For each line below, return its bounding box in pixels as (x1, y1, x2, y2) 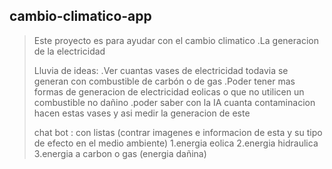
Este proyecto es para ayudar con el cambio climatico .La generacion (33, 34, 319, 46)
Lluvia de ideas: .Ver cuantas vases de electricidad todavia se (33, 64, 289, 76)
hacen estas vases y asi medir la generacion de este (33, 107, 251, 119)
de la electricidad (33, 45, 106, 57)
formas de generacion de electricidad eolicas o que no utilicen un (33, 85, 305, 98)
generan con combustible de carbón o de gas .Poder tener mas (33, 75, 296, 87)
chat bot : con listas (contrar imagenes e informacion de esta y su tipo (33, 126, 323, 138)
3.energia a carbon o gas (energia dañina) (33, 147, 207, 159)
